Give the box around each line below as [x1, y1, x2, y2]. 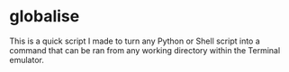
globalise [9, 6, 80, 27]
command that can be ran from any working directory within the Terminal [9, 44, 281, 55]
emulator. [9, 54, 45, 65]
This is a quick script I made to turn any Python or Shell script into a [9, 36, 261, 46]
